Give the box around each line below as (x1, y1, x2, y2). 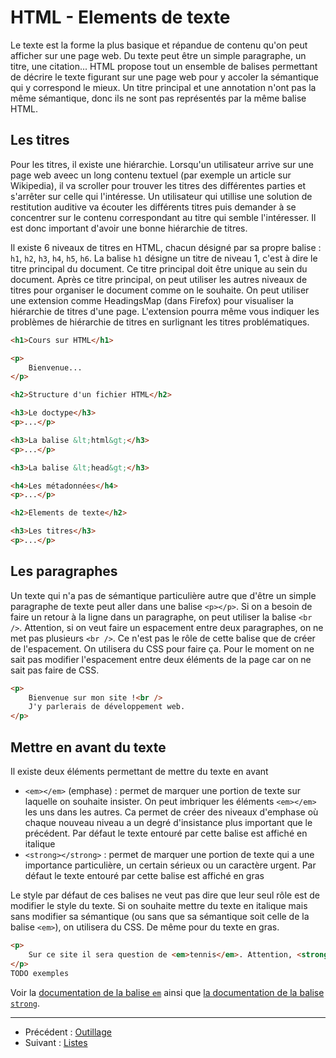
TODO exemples (10, 968, 70, 978)
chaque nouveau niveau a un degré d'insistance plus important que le (24, 817, 313, 828)
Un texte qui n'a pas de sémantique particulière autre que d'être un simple (10, 589, 317, 601)
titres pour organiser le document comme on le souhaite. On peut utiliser (10, 284, 310, 296)
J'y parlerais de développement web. (28, 702, 186, 712)
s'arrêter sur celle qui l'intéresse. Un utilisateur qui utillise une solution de (10, 190, 313, 202)
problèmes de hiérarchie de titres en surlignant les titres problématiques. (10, 316, 310, 328)
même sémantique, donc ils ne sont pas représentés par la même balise (10, 92, 307, 104)
